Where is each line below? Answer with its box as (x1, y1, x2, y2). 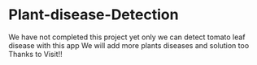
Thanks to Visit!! (8, 49, 63, 59)
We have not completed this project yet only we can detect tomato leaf (8, 32, 246, 42)
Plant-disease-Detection (8, 6, 179, 24)
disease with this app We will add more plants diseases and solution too (8, 40, 250, 50)
